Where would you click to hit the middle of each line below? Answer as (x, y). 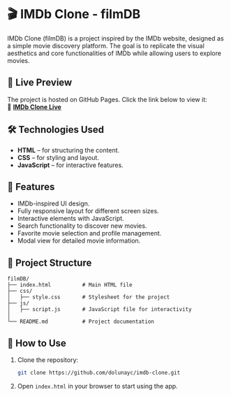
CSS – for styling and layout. (58, 157)
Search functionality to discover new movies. (82, 226)
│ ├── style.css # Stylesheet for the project (89, 297)
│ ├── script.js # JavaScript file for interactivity (99, 310)
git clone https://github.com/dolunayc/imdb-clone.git (99, 373)
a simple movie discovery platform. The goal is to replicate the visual (106, 45)
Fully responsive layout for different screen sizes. (88, 211)
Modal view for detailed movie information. (79, 241)
